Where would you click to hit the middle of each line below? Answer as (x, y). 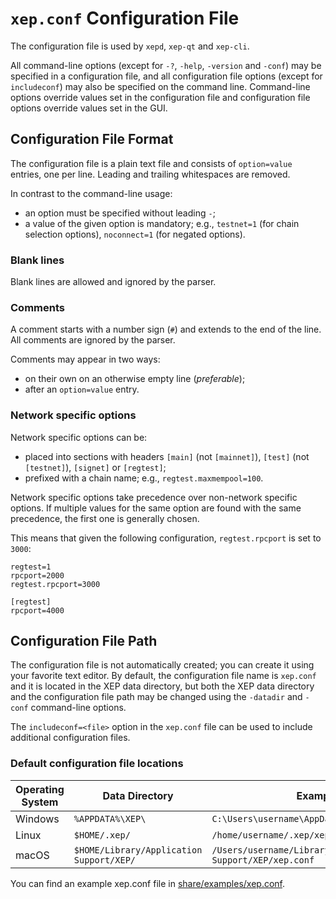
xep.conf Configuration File (125, 18)
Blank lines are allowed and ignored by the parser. (113, 282)
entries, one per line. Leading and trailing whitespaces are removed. (150, 174)
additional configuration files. (70, 738)
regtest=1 (31, 567)
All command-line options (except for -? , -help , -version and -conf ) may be (166, 65)
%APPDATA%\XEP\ (110, 818)
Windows (37, 819)
